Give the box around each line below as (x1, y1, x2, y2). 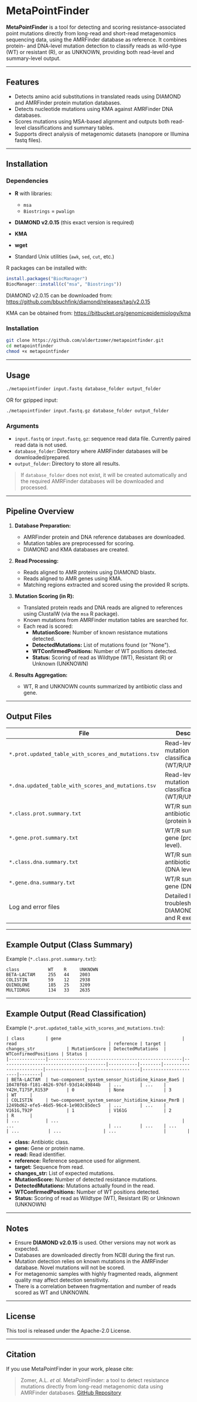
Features (6, 78, 39, 88)
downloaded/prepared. (14, 453, 70, 460)
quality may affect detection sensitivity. (14, 1276, 110, 1284)
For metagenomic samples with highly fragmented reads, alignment (14, 1270, 178, 1277)
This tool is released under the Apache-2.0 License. (6, 1327, 131, 1334)
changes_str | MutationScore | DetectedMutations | (6, 1046, 167, 1052)
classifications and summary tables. (27, 124, 114, 131)
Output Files (6, 712, 52, 722)
